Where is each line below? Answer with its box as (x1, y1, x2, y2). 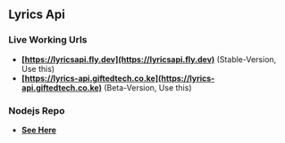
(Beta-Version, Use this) (103, 82, 193, 92)
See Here (21, 124, 57, 135)
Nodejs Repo (8, 104, 65, 116)
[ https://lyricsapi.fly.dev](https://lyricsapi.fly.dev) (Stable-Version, (21, 53, 277, 65)
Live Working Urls (8, 34, 88, 46)
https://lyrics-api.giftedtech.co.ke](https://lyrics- (24, 73, 215, 83)
